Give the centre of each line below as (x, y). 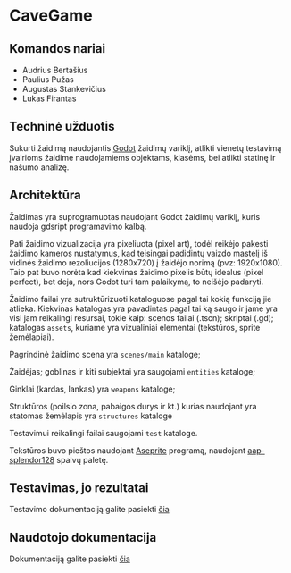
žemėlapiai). (32, 337)
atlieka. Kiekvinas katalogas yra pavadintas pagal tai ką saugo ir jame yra (144, 308)
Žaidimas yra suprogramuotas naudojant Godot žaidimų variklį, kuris (135, 216)
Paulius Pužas (48, 80)
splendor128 (32, 459)
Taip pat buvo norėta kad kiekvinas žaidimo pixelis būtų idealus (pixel (137, 272)
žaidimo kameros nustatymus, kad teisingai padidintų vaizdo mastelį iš (138, 253)
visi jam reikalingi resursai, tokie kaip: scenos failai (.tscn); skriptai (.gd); (141, 317)
